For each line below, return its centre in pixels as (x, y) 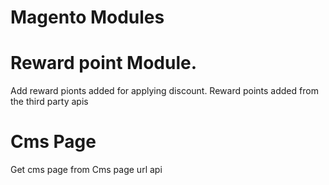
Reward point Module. (104, 63)
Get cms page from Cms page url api (86, 170)
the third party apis (49, 102)
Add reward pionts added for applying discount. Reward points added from (164, 91)
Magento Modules (87, 17)
